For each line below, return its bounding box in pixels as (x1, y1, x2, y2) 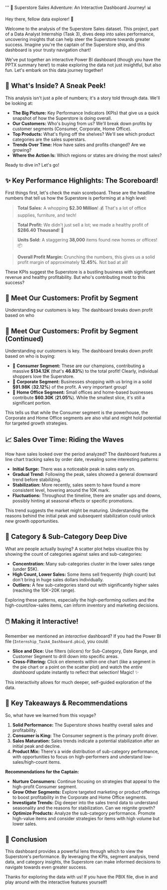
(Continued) (5, 334, 44, 343)
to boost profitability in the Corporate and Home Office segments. (12, 794, 148, 800)
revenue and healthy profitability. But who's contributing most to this (5, 274, 146, 280)
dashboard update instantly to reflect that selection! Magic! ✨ (12, 669, 139, 675)
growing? (12, 147, 32, 153)
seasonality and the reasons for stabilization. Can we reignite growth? (12, 805, 156, 811)
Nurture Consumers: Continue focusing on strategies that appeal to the (12, 778, 160, 784)
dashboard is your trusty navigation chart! (5, 47, 91, 53)
